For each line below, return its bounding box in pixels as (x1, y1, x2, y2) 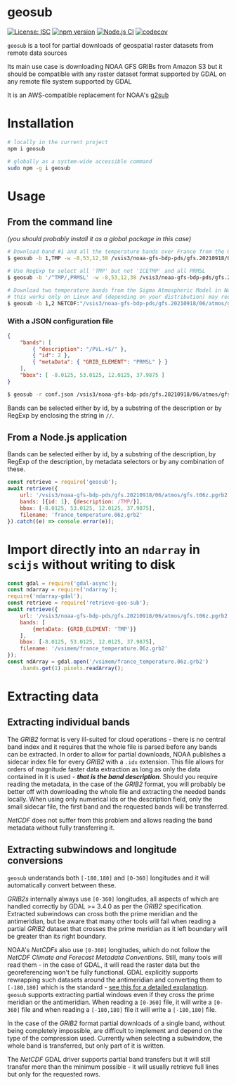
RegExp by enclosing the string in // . (7, 411, 114, 419)
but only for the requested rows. (7, 1070, 100, 1078)
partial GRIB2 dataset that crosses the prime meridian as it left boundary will (7, 924, 228, 932)
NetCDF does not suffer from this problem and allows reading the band (7, 816, 213, 824)
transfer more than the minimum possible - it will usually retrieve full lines (7, 1062, 219, 1071)
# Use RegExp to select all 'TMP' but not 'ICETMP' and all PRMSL (7, 268, 206, 275)
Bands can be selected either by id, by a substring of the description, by (7, 450, 216, 458)
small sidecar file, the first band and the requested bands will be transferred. (7, 802, 230, 811)
